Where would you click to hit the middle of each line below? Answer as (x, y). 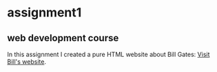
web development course (63, 38)
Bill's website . (27, 62)
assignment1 (44, 13)
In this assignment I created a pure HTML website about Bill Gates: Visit (108, 54)
